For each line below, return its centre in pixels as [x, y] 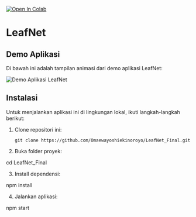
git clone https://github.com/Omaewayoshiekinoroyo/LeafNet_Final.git [102, 140]
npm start [18, 208]
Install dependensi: [37, 174]
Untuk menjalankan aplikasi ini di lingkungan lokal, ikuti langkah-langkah [93, 112]
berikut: [16, 118]
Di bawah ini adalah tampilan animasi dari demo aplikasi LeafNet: [84, 68]
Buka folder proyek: [38, 151]
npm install [19, 185]
